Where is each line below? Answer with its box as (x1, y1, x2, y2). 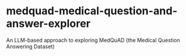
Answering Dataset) (6, 43, 55, 50)
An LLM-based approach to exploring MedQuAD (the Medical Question (6, 36, 180, 43)
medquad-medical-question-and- (6, 4, 178, 18)
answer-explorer (6, 17, 91, 30)
